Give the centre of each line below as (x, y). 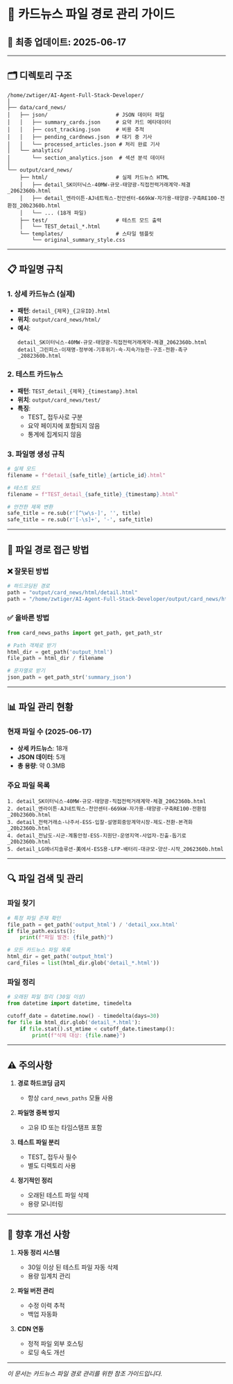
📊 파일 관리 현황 (40, 707)
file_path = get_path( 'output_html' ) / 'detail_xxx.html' (93, 925)
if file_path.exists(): (42, 931)
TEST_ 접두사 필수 (52, 1157)
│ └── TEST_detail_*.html (60, 226)
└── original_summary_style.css (79, 240)
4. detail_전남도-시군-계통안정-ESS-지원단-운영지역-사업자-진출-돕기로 (97, 836)
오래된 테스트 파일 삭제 (58, 1195)
